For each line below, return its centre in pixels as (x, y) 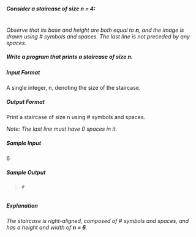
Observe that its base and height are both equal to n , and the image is (95, 30)
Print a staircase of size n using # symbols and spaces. (76, 117)
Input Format (23, 72)
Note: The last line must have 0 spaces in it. (62, 129)
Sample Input (24, 143)
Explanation (22, 205)
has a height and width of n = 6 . (47, 228)
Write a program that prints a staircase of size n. (70, 57)
